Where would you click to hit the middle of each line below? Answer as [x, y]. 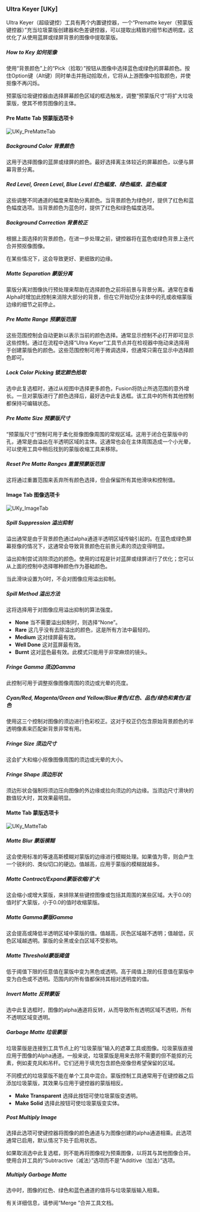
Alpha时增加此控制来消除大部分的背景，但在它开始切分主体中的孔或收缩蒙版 [99, 297]
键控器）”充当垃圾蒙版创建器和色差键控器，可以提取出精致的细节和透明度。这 [100, 30]
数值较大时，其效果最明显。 [40, 798]
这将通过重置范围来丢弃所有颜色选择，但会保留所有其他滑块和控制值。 [92, 480]
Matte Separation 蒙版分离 [40, 273]
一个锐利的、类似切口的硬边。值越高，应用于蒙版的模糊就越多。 [84, 864]
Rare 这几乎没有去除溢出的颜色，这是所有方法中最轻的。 [84, 630]
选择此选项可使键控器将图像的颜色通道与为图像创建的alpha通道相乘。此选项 [99, 1133]
